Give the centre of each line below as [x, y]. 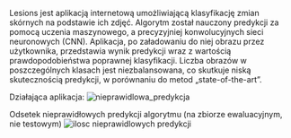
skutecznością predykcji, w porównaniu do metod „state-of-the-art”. [136, 79]
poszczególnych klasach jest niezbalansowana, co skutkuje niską [130, 70]
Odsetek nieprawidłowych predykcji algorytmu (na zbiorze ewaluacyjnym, [146, 114]
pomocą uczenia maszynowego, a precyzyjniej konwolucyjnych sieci [137, 32]
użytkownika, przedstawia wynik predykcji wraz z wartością [120, 51]
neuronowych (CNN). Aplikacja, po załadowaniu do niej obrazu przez [137, 41]
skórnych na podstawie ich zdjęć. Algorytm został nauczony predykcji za [144, 22]
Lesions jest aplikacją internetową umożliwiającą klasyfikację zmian [134, 13]
